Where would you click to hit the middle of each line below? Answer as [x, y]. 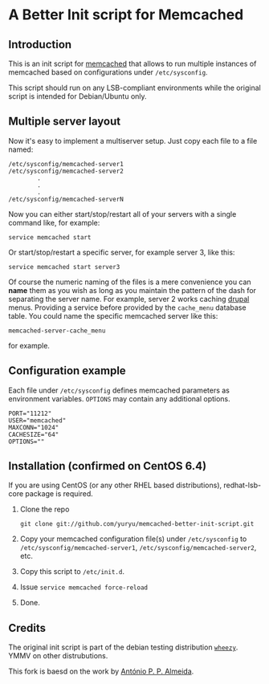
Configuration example [67, 371]
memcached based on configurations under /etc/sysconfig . [108, 72]
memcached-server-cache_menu [57, 331]
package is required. [59, 494]
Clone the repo [45, 509]
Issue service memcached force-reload [84, 587]
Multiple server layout [65, 122]
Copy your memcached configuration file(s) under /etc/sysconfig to [133, 539]
